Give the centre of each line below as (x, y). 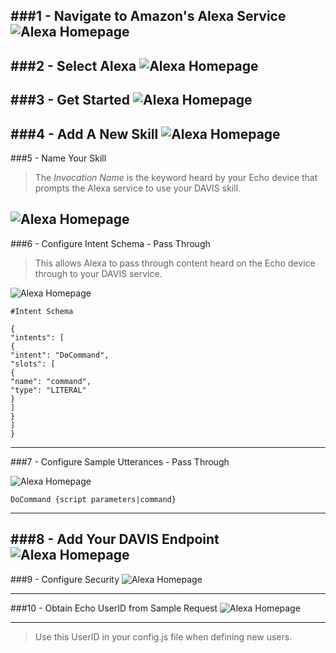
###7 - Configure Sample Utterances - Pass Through (120, 461)
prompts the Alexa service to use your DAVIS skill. (138, 188)
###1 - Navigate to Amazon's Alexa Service (148, 16)
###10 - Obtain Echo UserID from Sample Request (114, 608)
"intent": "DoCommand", (60, 355)
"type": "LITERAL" (48, 390)
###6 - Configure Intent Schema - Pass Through (110, 243)
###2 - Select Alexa (73, 65)
